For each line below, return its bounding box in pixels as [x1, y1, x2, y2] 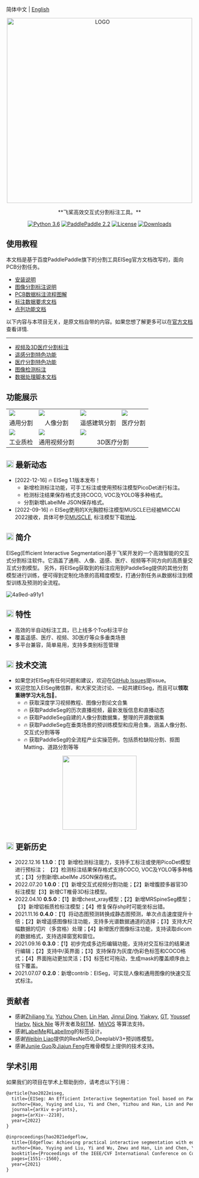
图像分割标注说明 [14, 283, 57, 290]
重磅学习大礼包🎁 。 [14, 692, 60, 699]
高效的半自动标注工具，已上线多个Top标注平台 [14, 626, 129, 633]
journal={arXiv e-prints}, [11, 1107, 78, 1113]
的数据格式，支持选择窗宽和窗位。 [14, 933, 98, 940]
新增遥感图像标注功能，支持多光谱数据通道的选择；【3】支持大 [36, 918, 188, 925]
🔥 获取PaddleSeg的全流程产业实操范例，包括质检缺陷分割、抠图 [23, 736, 181, 743]
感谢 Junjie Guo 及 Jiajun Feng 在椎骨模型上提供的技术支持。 [14, 1042, 158, 1049]
